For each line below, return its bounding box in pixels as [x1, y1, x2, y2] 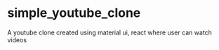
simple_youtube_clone [7, 5, 141, 21]
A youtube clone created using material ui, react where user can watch [7, 28, 213, 37]
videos [7, 35, 27, 44]
